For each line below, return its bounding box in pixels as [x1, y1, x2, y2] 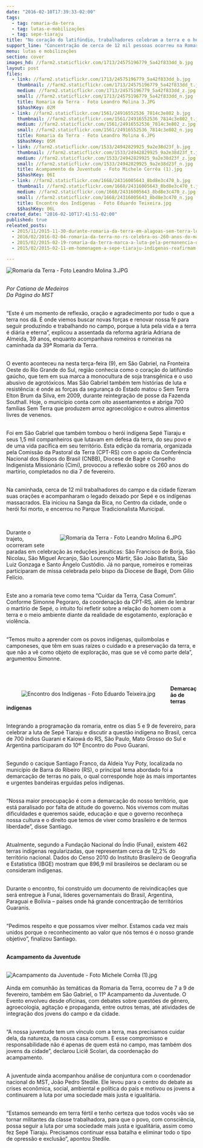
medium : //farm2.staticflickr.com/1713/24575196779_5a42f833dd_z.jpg [17, 88, 196, 94]
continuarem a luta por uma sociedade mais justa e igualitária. [6, 1091, 161, 1098]
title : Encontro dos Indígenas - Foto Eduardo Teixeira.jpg [17, 200, 172, 206]
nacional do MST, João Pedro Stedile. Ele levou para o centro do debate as [6, 1078, 193, 1086]
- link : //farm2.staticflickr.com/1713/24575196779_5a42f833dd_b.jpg [11, 76, 190, 82]
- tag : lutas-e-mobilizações [11, 25, 85, 32]
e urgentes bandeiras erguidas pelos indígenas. [6, 779, 125, 786]
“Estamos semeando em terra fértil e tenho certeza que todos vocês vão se [6, 1109, 195, 1117]
